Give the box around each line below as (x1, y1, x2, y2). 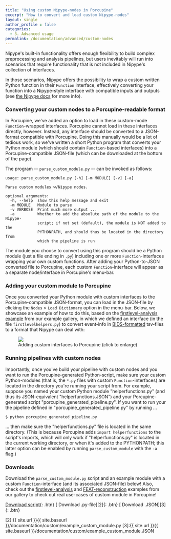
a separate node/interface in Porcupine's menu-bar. (5, 269, 115, 275)
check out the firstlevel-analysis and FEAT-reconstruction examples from (5, 486, 160, 492)
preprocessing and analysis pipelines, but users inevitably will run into (5, 55, 154, 62)
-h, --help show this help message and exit (10, 198, 109, 203)
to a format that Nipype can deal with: (5, 327, 85, 333)
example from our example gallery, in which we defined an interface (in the (5, 315, 164, 322)
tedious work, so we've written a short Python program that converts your (5, 139, 161, 145)
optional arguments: (5, 194, 50, 199)
